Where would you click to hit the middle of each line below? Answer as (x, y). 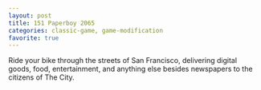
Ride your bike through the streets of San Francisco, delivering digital (123, 61)
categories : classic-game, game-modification (86, 30)
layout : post (30, 16)
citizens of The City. (41, 77)
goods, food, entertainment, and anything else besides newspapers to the (130, 69)
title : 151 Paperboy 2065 (51, 23)
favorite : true (34, 38)
